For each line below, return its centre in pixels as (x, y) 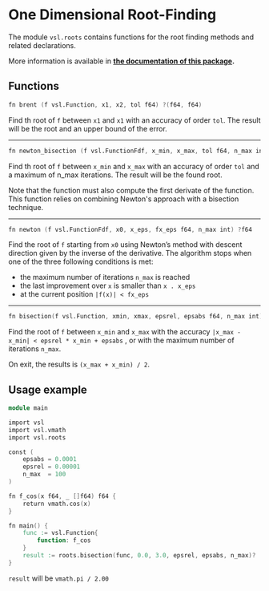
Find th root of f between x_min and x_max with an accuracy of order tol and (134, 166)
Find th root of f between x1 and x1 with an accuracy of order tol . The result (134, 120)
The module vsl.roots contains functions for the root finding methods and (131, 37)
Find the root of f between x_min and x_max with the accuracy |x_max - (125, 332)
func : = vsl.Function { (60, 533)
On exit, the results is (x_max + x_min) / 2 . (79, 364)
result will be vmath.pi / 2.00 (59, 578)
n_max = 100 (44, 475)
